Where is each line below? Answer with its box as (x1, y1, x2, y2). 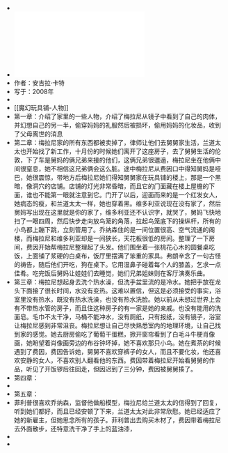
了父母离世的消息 (13, 130, 63, 138)
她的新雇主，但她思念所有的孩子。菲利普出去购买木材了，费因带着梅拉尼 (13, 416, 221, 424)
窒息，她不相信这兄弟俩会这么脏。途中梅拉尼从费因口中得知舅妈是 (26, 164, 215, 173)
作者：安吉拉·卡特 (13, 79, 65, 87)
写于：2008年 (13, 88, 54, 95)
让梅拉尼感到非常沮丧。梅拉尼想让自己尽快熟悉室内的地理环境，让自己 (13, 321, 215, 330)
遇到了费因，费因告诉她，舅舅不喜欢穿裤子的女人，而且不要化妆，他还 (13, 348, 215, 355)
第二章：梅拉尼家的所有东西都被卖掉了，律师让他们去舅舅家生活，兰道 (13, 139, 215, 146)
